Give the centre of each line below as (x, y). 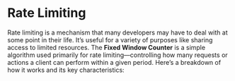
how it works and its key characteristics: (66, 70)
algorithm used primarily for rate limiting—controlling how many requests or (117, 55)
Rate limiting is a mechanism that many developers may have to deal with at (117, 32)
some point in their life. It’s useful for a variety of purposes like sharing (110, 39)
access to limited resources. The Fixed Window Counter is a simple (107, 47)
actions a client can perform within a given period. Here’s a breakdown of (114, 62)
